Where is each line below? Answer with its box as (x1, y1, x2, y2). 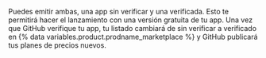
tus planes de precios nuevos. (8, 41, 107, 50)
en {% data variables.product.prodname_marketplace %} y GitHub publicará (8, 32, 258, 41)
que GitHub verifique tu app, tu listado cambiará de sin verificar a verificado (8, 24, 256, 33)
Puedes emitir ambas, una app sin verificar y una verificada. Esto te (8, 7, 229, 16)
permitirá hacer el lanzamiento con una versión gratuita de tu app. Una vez (8, 15, 253, 25)
